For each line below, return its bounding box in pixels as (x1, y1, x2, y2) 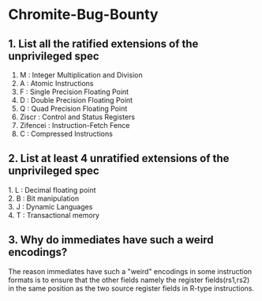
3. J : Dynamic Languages (8, 201, 93, 211)
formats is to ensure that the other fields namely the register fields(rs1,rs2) (8, 275, 250, 284)
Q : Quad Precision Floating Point (19, 104, 128, 113)
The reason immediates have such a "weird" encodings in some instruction (8, 266, 253, 276)
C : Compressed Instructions (19, 129, 113, 138)
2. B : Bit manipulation (8, 194, 80, 203)
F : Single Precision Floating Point (19, 87, 129, 96)
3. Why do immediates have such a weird (8, 233, 215, 246)
